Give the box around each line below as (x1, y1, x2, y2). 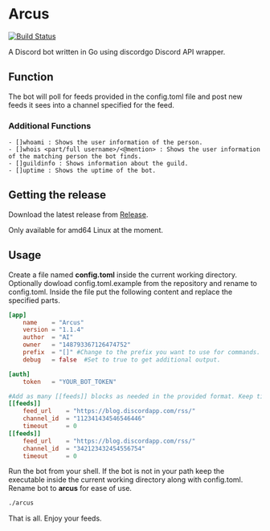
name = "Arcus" (22, 318, 84, 326)
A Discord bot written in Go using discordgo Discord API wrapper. (8, 47, 226, 56)
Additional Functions (8, 120, 92, 131)
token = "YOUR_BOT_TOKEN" (22, 378, 117, 386)
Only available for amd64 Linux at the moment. (8, 225, 163, 235)
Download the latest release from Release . (8, 210, 149, 219)
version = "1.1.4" (22, 326, 84, 334)
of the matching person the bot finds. (8, 153, 142, 161)
